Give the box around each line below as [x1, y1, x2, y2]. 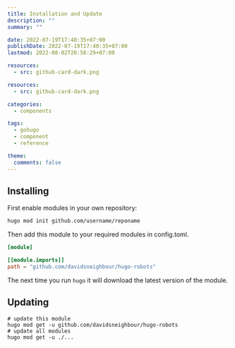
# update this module [7, 315, 71, 322]
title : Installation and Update [7, 10, 102, 18]
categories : [7, 100, 42, 108]
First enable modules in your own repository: [7, 204, 138, 212]
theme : [7, 152, 27, 160]
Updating [7, 296, 49, 308]
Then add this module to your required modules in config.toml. [7, 230, 189, 239]
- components [13, 107, 52, 114]
